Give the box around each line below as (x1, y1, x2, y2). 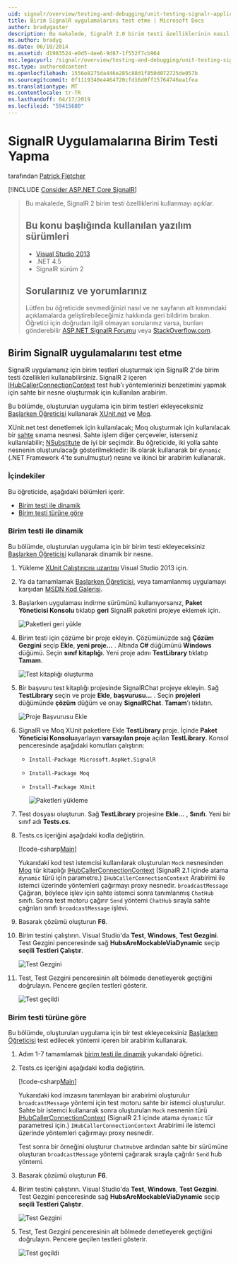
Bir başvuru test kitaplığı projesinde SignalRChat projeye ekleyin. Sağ (18, 683, 220, 692)
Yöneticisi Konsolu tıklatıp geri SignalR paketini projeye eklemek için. (18, 606, 221, 614)
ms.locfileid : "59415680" (8, 103, 84, 110)
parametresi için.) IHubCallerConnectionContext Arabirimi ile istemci (18, 1121, 215, 1130)
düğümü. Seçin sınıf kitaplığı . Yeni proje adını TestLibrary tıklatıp (18, 648, 208, 657)
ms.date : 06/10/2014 (8, 43, 69, 50)
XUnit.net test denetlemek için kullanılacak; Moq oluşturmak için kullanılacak (8, 423, 230, 432)
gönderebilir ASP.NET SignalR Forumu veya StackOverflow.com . (25, 327, 213, 335)
